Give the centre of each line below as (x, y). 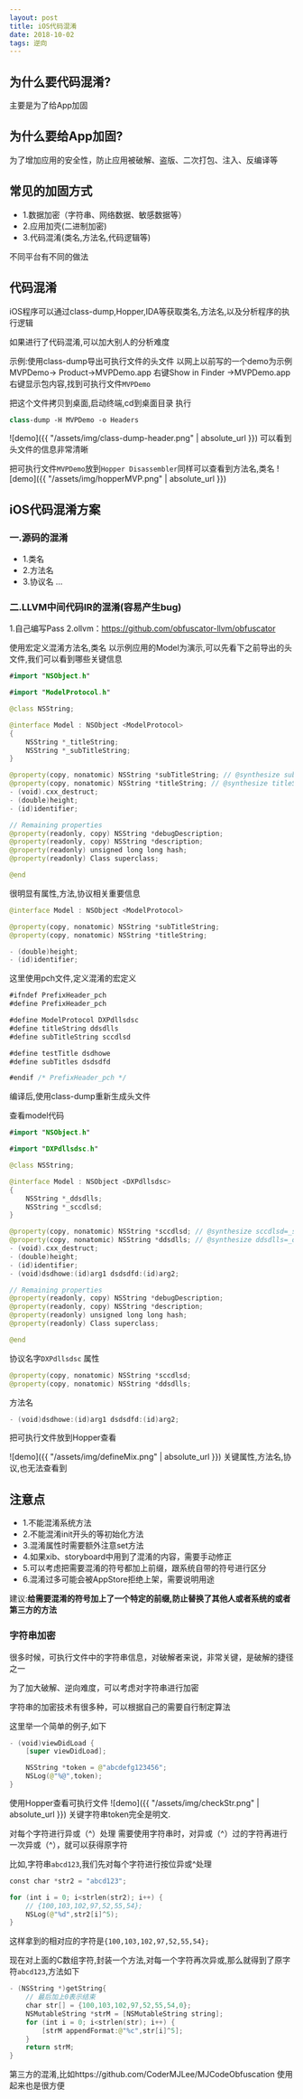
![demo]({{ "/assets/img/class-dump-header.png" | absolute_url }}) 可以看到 (151, 438)
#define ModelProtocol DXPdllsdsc (74, 1021)
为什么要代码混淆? (60, 82)
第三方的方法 (33, 1610)
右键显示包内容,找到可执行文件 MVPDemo (80, 383)
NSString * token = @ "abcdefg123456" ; (96, 1768)
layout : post (34, 18)
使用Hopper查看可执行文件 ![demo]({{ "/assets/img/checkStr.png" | (134, 1803)
